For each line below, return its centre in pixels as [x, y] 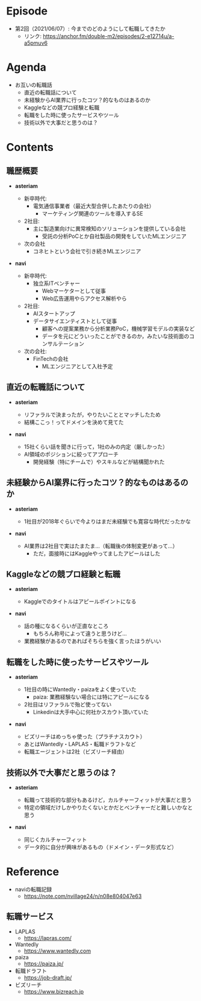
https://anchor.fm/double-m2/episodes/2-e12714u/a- [109, 36]
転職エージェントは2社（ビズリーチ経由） [76, 752]
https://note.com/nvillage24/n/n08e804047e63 [83, 896]
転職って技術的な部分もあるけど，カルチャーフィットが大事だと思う [108, 800]
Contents [30, 148]
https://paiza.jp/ [44, 964]
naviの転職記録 [33, 889]
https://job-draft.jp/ [48, 977]
